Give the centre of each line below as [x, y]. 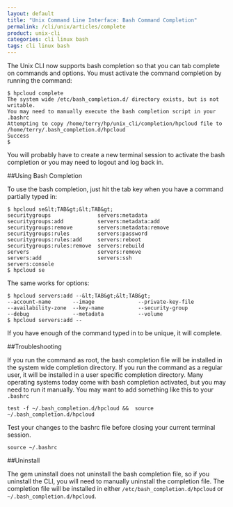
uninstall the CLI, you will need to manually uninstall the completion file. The [116, 481]
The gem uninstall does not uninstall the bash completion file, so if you [109, 474]
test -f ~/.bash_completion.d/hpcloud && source [81, 408]
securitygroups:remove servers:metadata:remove [88, 227]
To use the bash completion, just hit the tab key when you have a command [115, 189]
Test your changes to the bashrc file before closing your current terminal [111, 427]
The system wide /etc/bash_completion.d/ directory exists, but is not [113, 99]
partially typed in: [32, 196]
